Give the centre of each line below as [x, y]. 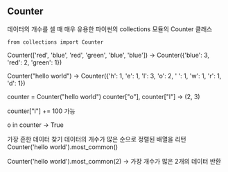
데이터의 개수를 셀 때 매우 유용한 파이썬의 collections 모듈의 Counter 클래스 [110, 29]
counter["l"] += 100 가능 [41, 111]
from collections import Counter [55, 42]
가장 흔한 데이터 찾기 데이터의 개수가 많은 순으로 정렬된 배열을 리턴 [97, 139]
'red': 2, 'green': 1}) [35, 62]
